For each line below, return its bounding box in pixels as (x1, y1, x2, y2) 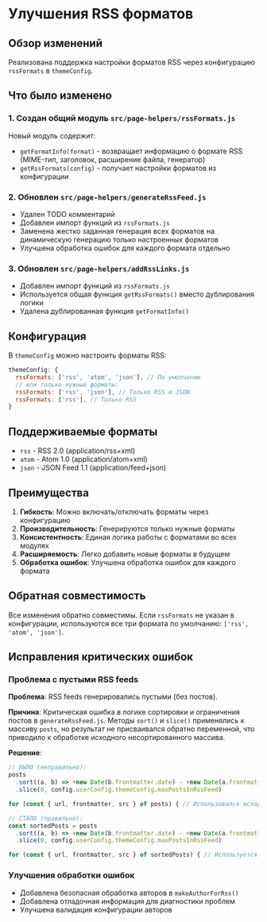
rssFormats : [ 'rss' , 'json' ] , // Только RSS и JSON (15, 388, 191, 396)
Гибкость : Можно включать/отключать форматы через (19, 506, 209, 517)
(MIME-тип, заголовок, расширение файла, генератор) (19, 154, 206, 164)
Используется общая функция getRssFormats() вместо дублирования (19, 289, 255, 299)
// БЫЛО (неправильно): (8, 764, 87, 772)
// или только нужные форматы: (15, 381, 119, 389)
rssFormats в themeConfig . (8, 66, 94, 76)
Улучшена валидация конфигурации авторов (19, 905, 172, 914)
